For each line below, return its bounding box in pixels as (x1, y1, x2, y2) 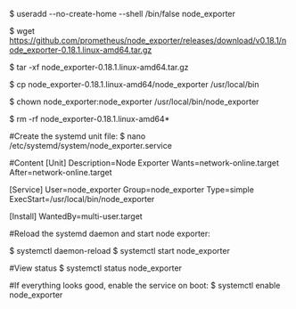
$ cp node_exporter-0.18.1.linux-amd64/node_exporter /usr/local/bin (9, 79, 259, 89)
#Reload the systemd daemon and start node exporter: (9, 228, 211, 239)
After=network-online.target (9, 167, 113, 177)
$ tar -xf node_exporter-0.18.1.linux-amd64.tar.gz (9, 62, 189, 72)
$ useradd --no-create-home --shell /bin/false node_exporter (9, 9, 236, 19)
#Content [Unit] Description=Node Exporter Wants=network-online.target (9, 158, 279, 168)
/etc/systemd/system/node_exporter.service (9, 141, 172, 150)
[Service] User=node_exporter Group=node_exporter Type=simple (9, 184, 254, 195)
